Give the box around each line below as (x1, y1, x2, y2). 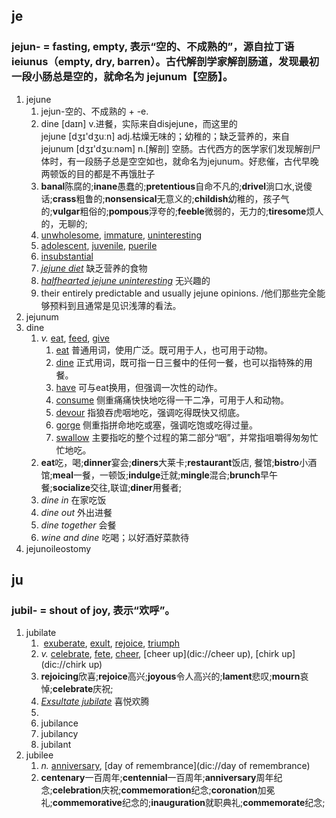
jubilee (25, 749, 54, 761)
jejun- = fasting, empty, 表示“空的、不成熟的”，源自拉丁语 (11, 40, 295, 54)
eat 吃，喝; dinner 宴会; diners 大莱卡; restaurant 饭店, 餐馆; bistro (40, 456, 300, 468)
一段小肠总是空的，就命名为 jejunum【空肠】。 (11, 70, 234, 84)
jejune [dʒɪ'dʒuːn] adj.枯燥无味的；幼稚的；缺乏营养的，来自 (40, 130, 291, 142)
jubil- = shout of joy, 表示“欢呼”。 (11, 604, 176, 617)
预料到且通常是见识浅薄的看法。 (49, 299, 182, 311)
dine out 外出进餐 (40, 506, 113, 518)
